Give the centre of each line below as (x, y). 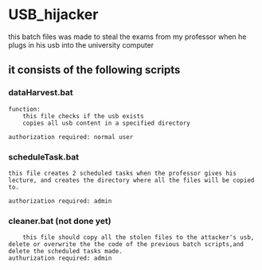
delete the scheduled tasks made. (66, 252)
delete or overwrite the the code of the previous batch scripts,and (126, 245)
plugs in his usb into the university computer (81, 44)
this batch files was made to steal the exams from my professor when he (127, 37)
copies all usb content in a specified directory (107, 123)
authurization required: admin (60, 258)
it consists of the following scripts (94, 70)
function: (25, 109)
